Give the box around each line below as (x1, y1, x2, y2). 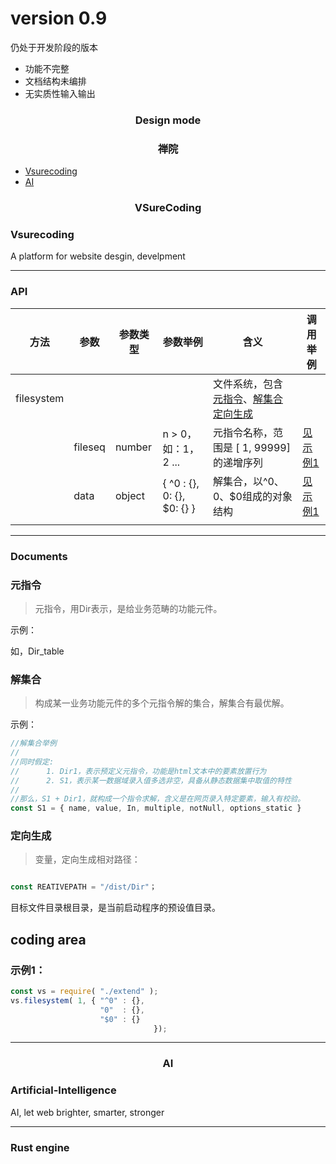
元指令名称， (212, 425, 273, 439)
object (114, 488, 145, 502)
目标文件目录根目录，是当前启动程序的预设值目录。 (10, 902, 221, 914)
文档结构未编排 (24, 75, 87, 87)
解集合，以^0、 (212, 474, 285, 488)
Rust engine (10, 1140, 70, 1154)
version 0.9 (10, 7, 108, 30)
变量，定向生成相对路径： (34, 853, 141, 866)
